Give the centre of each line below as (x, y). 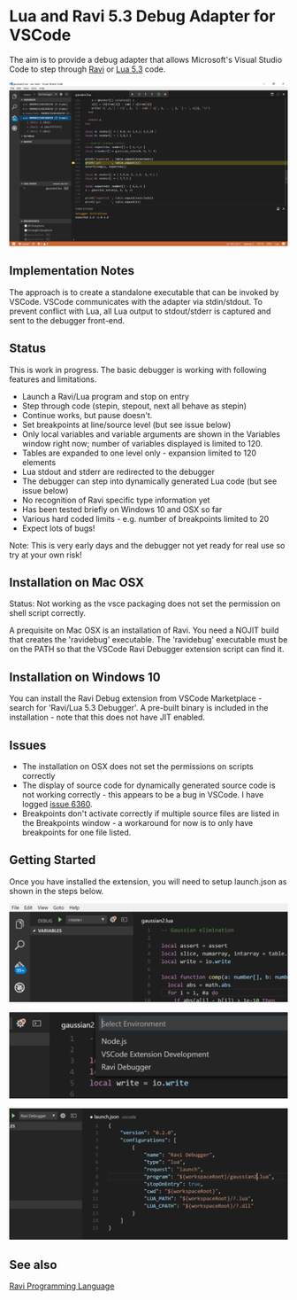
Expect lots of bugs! (58, 528)
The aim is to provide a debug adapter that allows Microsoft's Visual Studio (146, 59)
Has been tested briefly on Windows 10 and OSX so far (122, 509)
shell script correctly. (48, 613)
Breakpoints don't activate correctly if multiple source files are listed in (151, 813)
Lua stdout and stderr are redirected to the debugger (118, 471)
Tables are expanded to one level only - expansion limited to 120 (139, 453)
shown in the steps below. (57, 891)
